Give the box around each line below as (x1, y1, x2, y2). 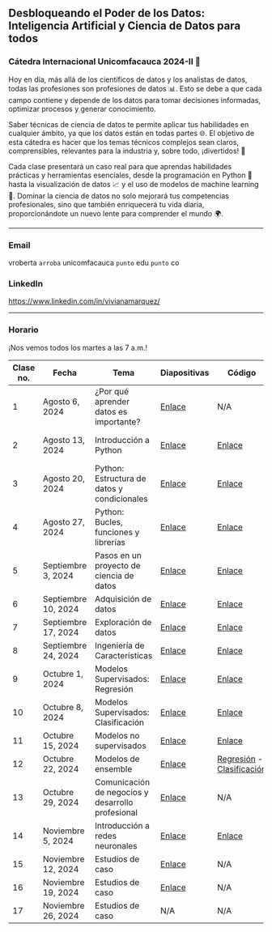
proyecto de (94, 560, 141, 571)
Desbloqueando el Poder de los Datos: (8, 6, 205, 20)
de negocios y (94, 786, 149, 798)
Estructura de (94, 473, 147, 484)
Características (94, 649, 153, 661)
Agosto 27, (42, 516, 85, 527)
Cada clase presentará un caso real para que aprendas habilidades (8, 161, 232, 171)
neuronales (94, 840, 138, 851)
